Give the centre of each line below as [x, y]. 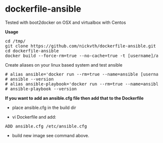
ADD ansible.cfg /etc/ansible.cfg [46, 126]
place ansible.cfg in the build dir [44, 107]
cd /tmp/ [15, 41]
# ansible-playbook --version [41, 89]
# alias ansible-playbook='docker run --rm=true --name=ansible [83, 84]
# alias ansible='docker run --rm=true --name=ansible [72, 74]
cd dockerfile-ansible [32, 51]
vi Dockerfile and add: [34, 117]
